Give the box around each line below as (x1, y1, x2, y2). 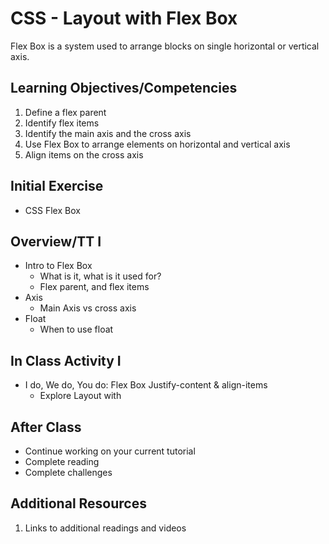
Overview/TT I (10, 233, 102, 250)
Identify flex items (24, 117, 100, 129)
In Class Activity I (10, 352, 122, 369)
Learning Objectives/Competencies (10, 80, 238, 97)
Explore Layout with (39, 390, 122, 402)
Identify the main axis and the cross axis (24, 127, 192, 139)
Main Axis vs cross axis (39, 302, 137, 314)
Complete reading (24, 456, 100, 467)
